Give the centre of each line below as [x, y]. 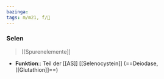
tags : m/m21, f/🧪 [28, 17]
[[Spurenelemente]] [46, 51]
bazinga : [17, 12]
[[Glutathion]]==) [37, 69]
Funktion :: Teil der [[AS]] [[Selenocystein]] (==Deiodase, [87, 63]
